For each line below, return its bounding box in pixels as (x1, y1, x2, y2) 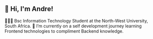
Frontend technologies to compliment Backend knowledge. (4, 28, 124, 34)
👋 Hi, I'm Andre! (4, 5, 53, 13)
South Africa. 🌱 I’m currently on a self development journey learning (4, 23, 142, 29)
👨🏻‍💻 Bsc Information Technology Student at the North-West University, (4, 18, 148, 23)
